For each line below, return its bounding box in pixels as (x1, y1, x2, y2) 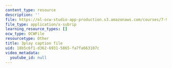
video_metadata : (5, 50, 40, 55)
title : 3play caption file (5, 41, 63, 46)
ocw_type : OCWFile (5, 31, 45, 36)
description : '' (5, 12, 40, 17)
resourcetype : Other (5, 36, 50, 41)
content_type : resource (5, 7, 56, 13)
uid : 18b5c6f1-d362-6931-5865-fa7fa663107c (5, 46, 100, 51)
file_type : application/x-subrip (5, 21, 77, 27)
